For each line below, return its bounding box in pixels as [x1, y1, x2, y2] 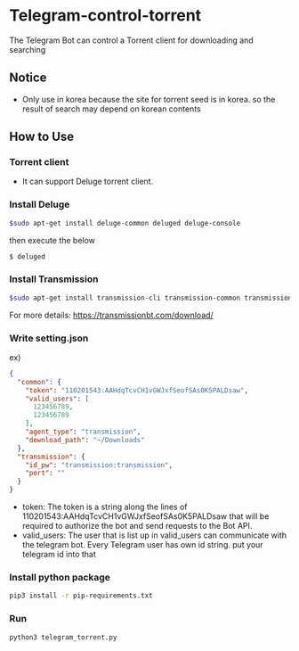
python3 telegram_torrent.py [9, 632, 117, 642]
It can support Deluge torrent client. [21, 176, 154, 187]
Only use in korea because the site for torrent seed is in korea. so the [21, 94, 276, 104]
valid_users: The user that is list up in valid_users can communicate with [21, 530, 287, 540]
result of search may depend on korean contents [21, 103, 202, 114]
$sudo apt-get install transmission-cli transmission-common [9, 293, 241, 302]
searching [9, 44, 46, 54]
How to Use [9, 129, 75, 144]
